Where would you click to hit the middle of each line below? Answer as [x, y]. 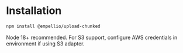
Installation [34, 11]
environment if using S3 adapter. [45, 43]
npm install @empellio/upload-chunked [53, 26]
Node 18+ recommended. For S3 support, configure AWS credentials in [92, 37]
